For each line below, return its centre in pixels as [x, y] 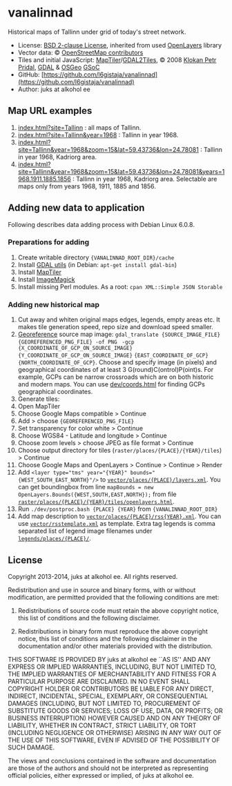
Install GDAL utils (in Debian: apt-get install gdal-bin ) [97, 264]
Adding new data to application [76, 208]
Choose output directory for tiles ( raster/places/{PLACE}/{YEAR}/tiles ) [120, 451]
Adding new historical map [54, 304]
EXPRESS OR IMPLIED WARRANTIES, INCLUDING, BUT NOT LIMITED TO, [112, 667]
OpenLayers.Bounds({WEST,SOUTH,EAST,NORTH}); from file [97, 494]
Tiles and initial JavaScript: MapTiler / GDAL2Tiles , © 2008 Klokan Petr [117, 59]
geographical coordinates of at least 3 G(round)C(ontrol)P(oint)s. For [115, 370]
